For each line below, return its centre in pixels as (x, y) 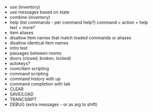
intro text (19, 48)
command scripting (29, 74)
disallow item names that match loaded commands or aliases (70, 38)
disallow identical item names (39, 43)
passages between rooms (35, 53)
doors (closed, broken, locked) (40, 58)
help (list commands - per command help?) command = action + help (79, 22)
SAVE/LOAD (22, 94)
